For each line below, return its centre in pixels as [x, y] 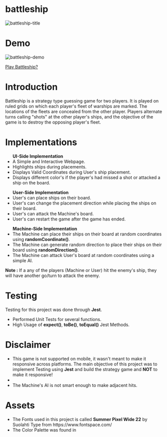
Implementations [41, 142]
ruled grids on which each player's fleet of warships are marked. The [76, 106]
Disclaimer [28, 345]
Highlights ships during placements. [49, 166]
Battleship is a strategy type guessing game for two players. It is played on [82, 100]
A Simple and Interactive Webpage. [49, 161]
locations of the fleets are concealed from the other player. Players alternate [84, 111]
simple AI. [23, 260]
